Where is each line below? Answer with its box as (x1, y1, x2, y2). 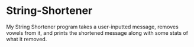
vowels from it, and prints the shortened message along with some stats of (6, 29, 188, 36)
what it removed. (6, 35, 47, 42)
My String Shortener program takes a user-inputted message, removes (6, 23, 179, 30)
